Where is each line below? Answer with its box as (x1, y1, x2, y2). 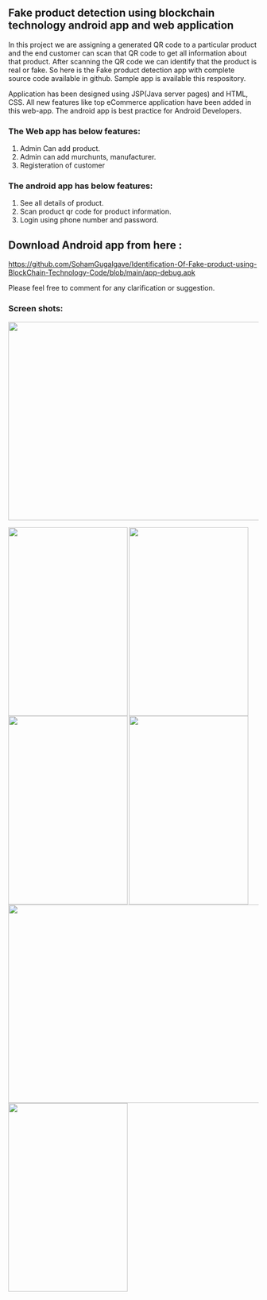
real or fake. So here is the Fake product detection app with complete (8, 65, 235, 75)
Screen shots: (8, 303, 64, 314)
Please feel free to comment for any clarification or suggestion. (8, 284, 215, 293)
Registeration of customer (19, 160, 106, 170)
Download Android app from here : (8, 238, 183, 252)
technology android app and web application (8, 19, 234, 33)
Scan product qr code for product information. (19, 206, 172, 217)
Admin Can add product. (19, 144, 101, 153)
